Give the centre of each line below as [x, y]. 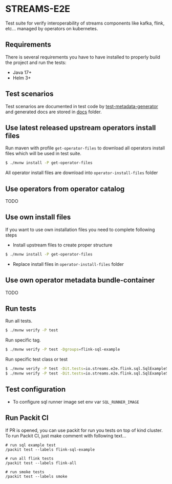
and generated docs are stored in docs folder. [53, 112]
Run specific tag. [23, 340]
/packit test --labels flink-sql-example [50, 449]
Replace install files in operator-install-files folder [68, 264]
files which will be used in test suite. [44, 154]
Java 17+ [22, 72]
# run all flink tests [29, 458]
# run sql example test [31, 445]
